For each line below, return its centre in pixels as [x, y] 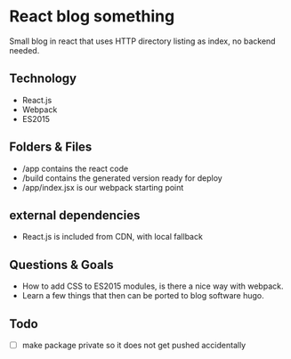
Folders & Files [51, 147]
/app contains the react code [75, 168]
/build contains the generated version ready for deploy [122, 178]
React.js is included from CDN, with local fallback [112, 237]
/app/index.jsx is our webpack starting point [103, 187]
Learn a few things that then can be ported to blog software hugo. [143, 296]
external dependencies [75, 215]
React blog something [92, 16]
